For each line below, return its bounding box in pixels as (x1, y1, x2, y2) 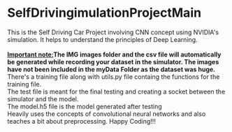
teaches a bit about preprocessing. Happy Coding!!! (7, 117, 156, 125)
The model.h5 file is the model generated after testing (7, 102, 162, 110)
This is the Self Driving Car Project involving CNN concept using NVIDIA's (7, 28, 219, 36)
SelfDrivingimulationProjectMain (7, 5, 201, 21)
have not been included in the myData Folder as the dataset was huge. (7, 65, 216, 73)
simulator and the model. (7, 94, 79, 103)
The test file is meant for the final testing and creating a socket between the (7, 87, 226, 96)
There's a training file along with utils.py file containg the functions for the (7, 72, 220, 81)
